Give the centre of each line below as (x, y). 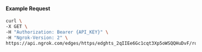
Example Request (28, 8)
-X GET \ (17, 27)
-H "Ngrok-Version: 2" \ (37, 38)
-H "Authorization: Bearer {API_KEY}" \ (57, 32)
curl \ (14, 21)
